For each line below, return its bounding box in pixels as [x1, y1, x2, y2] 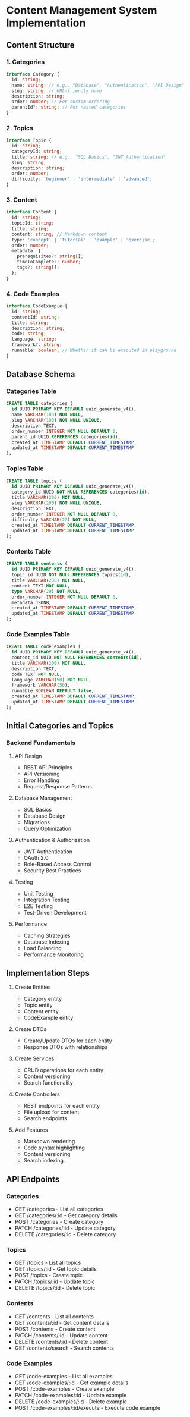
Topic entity [23, 1001, 53, 1008]
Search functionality [23, 1079, 73, 1086]
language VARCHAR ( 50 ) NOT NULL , [11, 677, 92, 683]
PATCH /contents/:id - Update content [14, 1331, 108, 1339]
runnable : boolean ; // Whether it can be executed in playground [11, 347, 177, 354]
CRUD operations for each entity [23, 1067, 104, 1074]
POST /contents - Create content [14, 1325, 96, 1333]
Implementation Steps [6, 967, 90, 978]
